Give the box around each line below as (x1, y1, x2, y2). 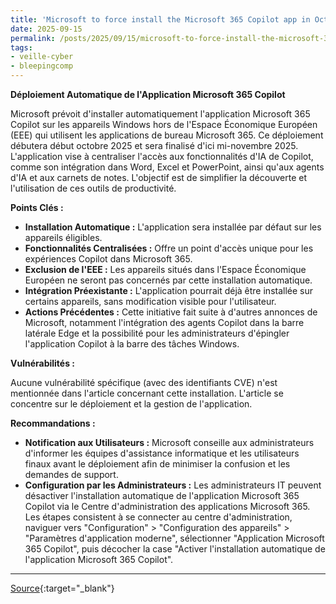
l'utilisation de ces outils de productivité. (10, 182, 177, 194)
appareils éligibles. (24, 232, 103, 243)
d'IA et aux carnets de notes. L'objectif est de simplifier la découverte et (10, 172, 307, 183)
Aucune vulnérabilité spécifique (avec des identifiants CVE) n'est (10, 377, 278, 388)
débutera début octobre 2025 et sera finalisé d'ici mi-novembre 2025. (10, 140, 299, 151)
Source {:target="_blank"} (10, 582, 115, 594)
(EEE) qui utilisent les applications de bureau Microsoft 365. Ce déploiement (10, 129, 324, 141)
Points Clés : (10, 202, 64, 213)
